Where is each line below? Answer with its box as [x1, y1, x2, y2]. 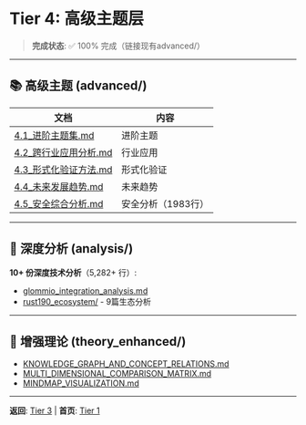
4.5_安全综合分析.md [14, 197, 104, 210]
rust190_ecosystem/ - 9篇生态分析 [22, 295, 152, 306]
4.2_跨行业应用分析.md [14, 146, 113, 159]
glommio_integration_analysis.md [22, 285, 148, 296]
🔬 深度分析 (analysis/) [9, 241, 134, 256]
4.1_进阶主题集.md [14, 129, 95, 141]
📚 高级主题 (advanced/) [9, 78, 148, 94]
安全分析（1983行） [121, 197, 209, 210]
